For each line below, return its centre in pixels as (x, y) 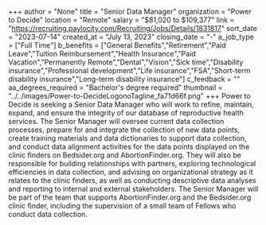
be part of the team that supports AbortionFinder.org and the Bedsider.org (130, 197)
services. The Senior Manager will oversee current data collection (116, 121)
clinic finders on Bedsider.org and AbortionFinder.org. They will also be (125, 155)
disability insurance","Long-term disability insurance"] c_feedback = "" (124, 79)
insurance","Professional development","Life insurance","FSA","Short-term (129, 70)
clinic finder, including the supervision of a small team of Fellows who (122, 206)
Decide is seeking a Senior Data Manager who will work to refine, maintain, (131, 104)
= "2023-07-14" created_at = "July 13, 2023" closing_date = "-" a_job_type (131, 37)
